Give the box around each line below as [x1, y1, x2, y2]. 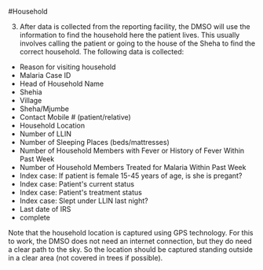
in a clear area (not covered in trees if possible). [8, 253, 163, 262]
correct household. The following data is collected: [19, 47, 184, 56]
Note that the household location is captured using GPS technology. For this [8, 228, 254, 237]
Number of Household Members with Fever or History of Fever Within [19, 146, 245, 155]
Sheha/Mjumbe [19, 104, 69, 113]
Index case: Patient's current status [19, 179, 135, 188]
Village [19, 96, 42, 105]
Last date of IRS [19, 205, 71, 213]
